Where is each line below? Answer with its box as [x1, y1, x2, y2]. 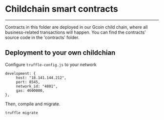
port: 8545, [16, 80, 41, 84]
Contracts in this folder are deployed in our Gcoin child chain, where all [5, 24, 148, 30]
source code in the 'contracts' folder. [5, 34, 80, 40]
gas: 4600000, [16, 88, 45, 93]
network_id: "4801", [16, 84, 58, 89]
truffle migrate [5, 110, 38, 115]
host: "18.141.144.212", [16, 75, 67, 80]
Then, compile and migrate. [5, 101, 61, 107]
